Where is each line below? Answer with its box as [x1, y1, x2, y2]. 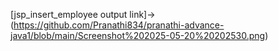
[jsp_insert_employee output [10, 9, 128, 20]
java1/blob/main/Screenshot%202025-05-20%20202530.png [10, 30, 266, 41]
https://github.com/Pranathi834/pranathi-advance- [13, 19, 225, 31]
